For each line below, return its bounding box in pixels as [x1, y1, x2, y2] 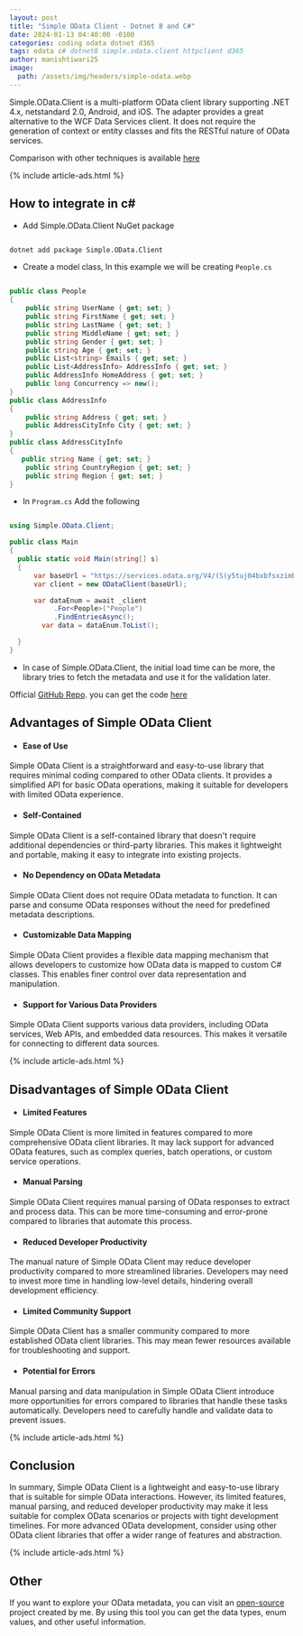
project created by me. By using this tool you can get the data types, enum [9, 1607, 287, 1618]
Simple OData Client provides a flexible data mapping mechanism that [9, 950, 269, 960]
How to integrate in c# [9, 196, 136, 212]
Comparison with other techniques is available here [9, 152, 200, 163]
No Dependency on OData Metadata [22, 869, 161, 880]
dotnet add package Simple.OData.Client [9, 245, 164, 254]
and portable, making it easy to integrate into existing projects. [9, 849, 242, 859]
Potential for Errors [22, 1365, 96, 1376]
